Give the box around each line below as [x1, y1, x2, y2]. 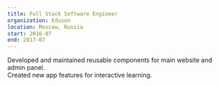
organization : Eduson [7, 17, 71, 24]
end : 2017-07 [7, 37, 46, 44]
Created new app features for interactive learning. [7, 71, 153, 80]
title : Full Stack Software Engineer [7, 10, 118, 18]
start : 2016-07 [7, 30, 52, 37]
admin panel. [7, 63, 45, 72]
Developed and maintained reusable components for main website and [7, 56, 213, 64]
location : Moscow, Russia [7, 23, 83, 30]
